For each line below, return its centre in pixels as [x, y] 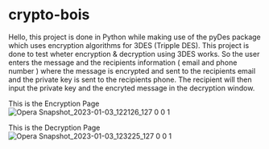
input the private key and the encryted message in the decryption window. [132, 88]
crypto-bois [49, 15]
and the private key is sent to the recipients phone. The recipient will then [130, 79]
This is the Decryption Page [54, 127]
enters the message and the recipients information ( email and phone [123, 62]
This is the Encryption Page [54, 103]
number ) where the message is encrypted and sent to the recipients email [132, 70]
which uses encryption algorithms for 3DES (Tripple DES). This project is [129, 45]
